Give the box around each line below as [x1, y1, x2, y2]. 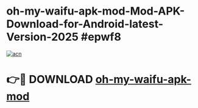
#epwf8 [80, 30, 122, 44]
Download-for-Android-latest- [6, 17, 163, 31]
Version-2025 [6, 30, 79, 44]
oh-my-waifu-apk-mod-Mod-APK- [6, 4, 185, 18]
